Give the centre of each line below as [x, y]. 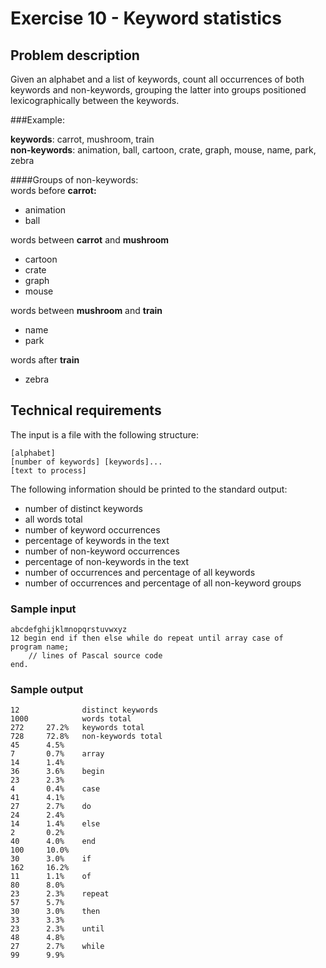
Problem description [75, 55]
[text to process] [48, 470]
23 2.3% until [57, 929]
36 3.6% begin [57, 772]
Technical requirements [86, 410]
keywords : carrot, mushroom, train [82, 139]
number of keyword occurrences [92, 529]
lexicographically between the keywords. [95, 100]
